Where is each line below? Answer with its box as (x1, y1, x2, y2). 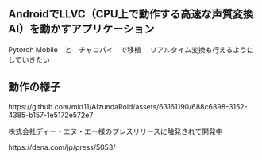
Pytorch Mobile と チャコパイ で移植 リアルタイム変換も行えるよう (8, 44, 248, 54)
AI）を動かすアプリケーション (8, 22, 155, 36)
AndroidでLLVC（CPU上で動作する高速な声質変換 (8, 7, 254, 21)
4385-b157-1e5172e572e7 (8, 110, 94, 120)
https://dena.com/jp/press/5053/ (8, 142, 116, 152)
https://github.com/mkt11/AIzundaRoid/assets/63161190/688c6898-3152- (8, 101, 248, 111)
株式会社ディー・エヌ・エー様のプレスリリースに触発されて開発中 (8, 126, 223, 136)
